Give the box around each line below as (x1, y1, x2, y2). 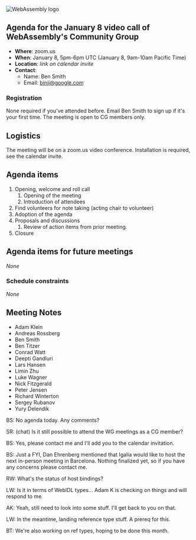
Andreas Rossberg (14, 329, 60, 337)
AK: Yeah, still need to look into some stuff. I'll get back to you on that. (6, 504, 177, 511)
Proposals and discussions (14, 216, 80, 224)
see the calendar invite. (6, 153, 63, 160)
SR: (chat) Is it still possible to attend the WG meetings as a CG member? (6, 428, 183, 435)
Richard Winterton (14, 392, 59, 399)
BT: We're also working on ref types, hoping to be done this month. (6, 527, 169, 534)
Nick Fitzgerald (14, 380, 52, 387)
